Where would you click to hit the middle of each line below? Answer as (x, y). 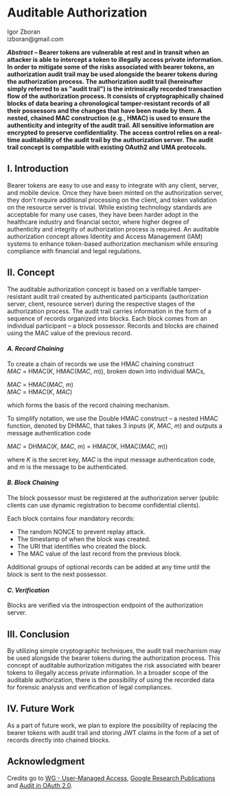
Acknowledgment (46, 761)
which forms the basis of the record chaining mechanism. (89, 405)
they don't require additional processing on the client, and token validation (112, 200)
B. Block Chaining (33, 483)
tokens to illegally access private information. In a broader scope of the (108, 672)
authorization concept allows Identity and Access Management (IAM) (105, 236)
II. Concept (31, 273)
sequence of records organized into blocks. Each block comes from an (107, 318)
